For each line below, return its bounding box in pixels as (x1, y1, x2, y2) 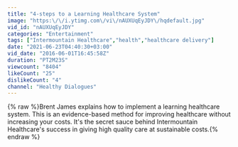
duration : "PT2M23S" (7, 57, 69, 64)
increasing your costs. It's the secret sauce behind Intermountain (7, 118, 198, 126)
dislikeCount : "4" (7, 76, 62, 84)
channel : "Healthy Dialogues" (7, 83, 97, 90)
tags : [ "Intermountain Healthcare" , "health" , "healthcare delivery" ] (7, 37, 215, 44)
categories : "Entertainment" (7, 30, 94, 38)
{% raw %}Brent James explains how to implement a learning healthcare (7, 102, 220, 111)
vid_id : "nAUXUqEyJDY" (7, 23, 75, 31)
